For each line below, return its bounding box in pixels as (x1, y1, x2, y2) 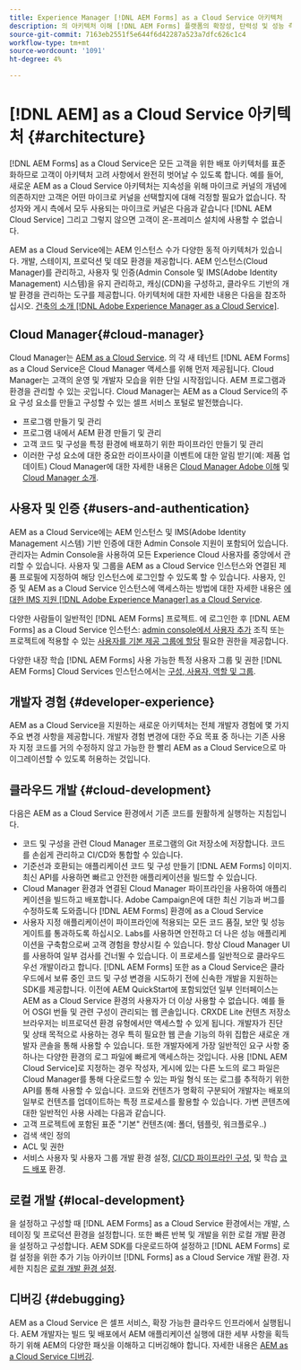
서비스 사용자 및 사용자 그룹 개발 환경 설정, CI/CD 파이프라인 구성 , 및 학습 (21, 1153, 279, 1164)
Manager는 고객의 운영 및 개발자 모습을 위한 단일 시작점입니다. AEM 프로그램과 (9, 374, 287, 385)
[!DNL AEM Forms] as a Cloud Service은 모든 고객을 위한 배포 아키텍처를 (9, 158, 270, 169)
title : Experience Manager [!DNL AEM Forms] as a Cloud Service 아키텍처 (9, 13, 283, 22)
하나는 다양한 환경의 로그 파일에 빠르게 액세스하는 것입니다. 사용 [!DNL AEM (21, 1051, 288, 1062)
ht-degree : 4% (9, 55, 63, 64)
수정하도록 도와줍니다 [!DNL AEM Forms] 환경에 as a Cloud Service (21, 906, 264, 917)
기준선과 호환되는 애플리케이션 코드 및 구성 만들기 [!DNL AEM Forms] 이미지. (21, 861, 292, 872)
